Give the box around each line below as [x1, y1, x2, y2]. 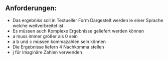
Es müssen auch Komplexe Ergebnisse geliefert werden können [12, 27, 144, 34]
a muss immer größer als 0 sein [12, 33, 78, 39]
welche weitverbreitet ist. [12, 22, 65, 28]
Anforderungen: [5, 4, 57, 12]
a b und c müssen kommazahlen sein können [12, 38, 106, 44]
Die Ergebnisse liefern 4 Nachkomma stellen [12, 43, 104, 49]
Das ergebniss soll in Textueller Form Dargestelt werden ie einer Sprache [12, 17, 163, 23]
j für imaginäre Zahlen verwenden [12, 49, 83, 55]
